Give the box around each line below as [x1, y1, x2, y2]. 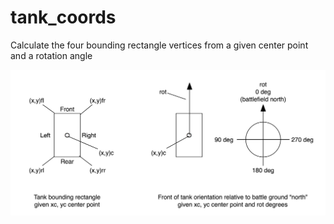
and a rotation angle [10, 49, 93, 61]
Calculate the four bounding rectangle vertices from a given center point [10, 39, 309, 51]
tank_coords [10, 6, 117, 29]
